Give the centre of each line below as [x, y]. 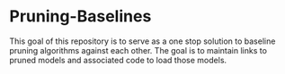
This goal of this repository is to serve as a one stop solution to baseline [142, 41]
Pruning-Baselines [80, 16]
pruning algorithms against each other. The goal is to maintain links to [138, 50]
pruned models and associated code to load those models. [118, 60]
